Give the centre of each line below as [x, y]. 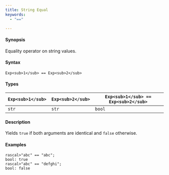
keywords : [16, 15]
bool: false [18, 168]
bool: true [17, 160]
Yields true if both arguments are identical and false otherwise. [71, 133]
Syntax [13, 62]
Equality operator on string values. [41, 51]
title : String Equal [27, 10]
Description [18, 122]
